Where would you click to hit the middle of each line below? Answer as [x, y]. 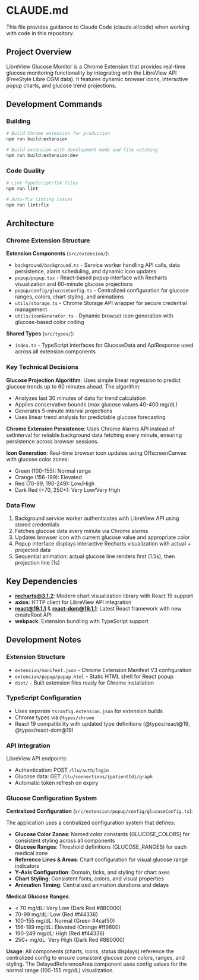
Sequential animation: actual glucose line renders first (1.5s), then [95, 556]
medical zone [31, 853]
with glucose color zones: [38, 459]
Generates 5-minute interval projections [64, 411]
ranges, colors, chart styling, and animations [69, 297]
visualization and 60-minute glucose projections [74, 284]
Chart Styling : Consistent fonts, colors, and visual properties [89, 879]
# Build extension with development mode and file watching [82, 150]
